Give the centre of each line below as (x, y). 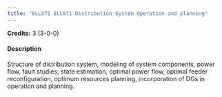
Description (24, 49)
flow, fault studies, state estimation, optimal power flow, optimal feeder (108, 71)
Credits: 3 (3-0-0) (33, 33)
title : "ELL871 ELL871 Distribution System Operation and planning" (108, 13)
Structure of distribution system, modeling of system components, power (111, 64)
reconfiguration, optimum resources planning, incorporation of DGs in (106, 78)
